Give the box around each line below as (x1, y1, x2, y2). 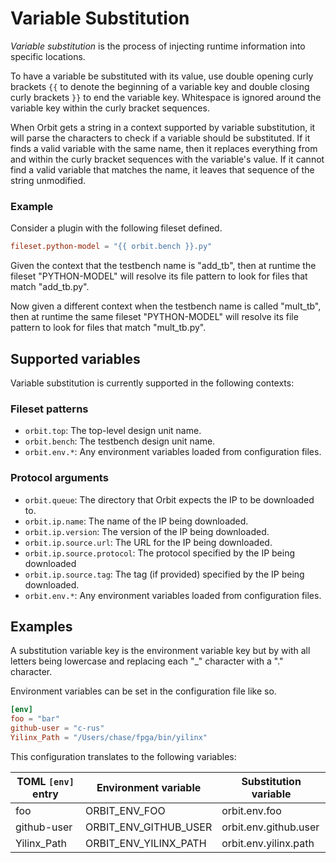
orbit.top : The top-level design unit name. (24, 425, 202, 437)
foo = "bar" (10, 714, 60, 724)
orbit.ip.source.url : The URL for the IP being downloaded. (24, 536, 273, 548)
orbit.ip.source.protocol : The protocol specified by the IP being (24, 547, 295, 559)
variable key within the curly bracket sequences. (10, 102, 210, 114)
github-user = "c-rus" (10, 723, 105, 734)
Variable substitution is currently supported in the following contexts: (10, 377, 295, 389)
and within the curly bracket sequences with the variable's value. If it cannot (10, 153, 325, 165)
